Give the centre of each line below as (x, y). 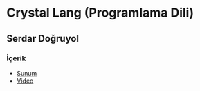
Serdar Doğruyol (43, 39)
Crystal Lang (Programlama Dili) (100, 13)
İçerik (16, 58)
